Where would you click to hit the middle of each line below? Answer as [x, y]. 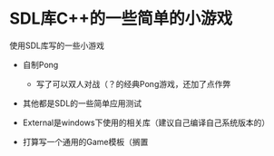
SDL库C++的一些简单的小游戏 [121, 19]
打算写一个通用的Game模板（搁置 [85, 141]
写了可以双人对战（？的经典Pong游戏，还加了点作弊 [133, 83]
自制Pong [40, 64]
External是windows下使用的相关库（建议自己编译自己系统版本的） [146, 122]
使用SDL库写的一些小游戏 [57, 45]
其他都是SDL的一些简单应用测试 [82, 103]
